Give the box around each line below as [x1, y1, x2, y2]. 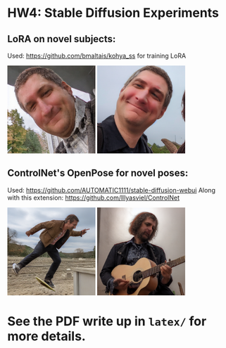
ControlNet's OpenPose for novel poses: [7, 167, 189, 179]
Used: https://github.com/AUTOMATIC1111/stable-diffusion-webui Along [7, 186, 216, 194]
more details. [7, 328, 86, 344]
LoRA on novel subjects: [7, 33, 116, 45]
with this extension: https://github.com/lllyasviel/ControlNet [7, 193, 180, 202]
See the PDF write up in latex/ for [7, 314, 207, 329]
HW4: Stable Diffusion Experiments [7, 5, 220, 21]
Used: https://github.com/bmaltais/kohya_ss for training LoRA [7, 51, 187, 60]
